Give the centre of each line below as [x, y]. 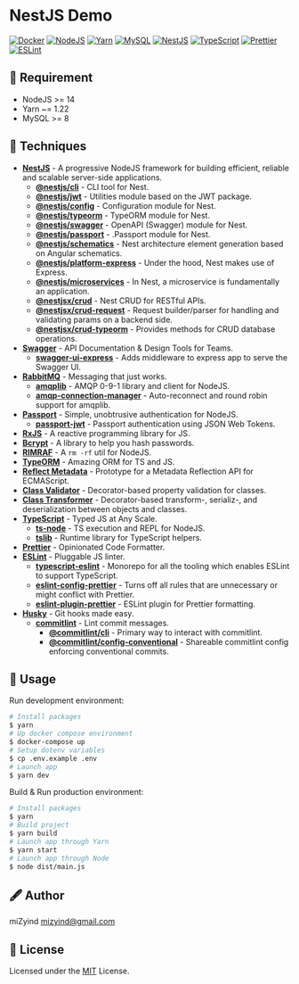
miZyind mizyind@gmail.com [62, 922]
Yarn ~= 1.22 [45, 109]
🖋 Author [37, 895]
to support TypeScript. [77, 575]
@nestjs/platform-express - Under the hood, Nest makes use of [155, 262]
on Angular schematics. [79, 253]
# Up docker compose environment [71, 734]
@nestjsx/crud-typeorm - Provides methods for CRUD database [155, 329]
